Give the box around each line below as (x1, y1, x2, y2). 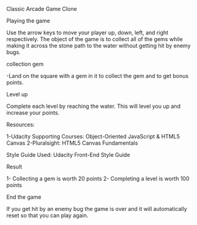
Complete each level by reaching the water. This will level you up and (6, 102, 180, 110)
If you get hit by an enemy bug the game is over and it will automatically (6, 205, 188, 212)
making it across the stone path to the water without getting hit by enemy (6, 42, 191, 49)
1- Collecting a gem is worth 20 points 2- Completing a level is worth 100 (6, 175, 190, 182)
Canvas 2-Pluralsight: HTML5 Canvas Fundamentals (6, 139, 138, 147)
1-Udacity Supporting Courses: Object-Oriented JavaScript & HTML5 (6, 133, 180, 140)
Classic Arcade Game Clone (6, 6, 78, 12)
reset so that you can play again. (6, 212, 89, 219)
